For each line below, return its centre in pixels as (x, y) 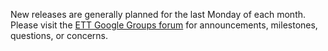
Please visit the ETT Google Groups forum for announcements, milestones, (164, 25)
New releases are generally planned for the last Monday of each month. (158, 14)
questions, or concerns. (59, 35)
